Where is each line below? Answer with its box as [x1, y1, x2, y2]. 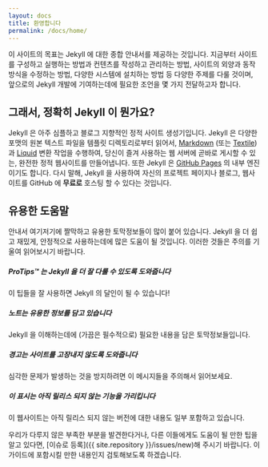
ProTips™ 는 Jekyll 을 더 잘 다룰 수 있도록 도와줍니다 [8, 266, 171, 276]
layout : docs [8, 11, 52, 20]
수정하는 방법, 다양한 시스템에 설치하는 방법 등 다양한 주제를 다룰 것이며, [29, 70, 254, 79]
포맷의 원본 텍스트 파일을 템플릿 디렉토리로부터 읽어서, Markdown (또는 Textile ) [8, 138, 258, 148]
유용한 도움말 [8, 203, 70, 217]
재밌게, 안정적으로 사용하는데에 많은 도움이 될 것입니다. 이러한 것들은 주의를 [16, 237, 252, 246]
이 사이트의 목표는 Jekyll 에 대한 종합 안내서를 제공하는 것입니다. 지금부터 [8, 50, 237, 59]
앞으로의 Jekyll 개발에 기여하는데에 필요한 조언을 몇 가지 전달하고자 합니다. [8, 79, 242, 89]
